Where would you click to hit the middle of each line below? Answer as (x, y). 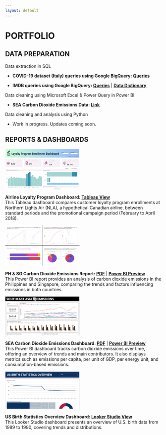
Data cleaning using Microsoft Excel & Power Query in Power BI (70, 95)
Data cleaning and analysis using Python (47, 114)
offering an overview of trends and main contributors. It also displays (76, 354)
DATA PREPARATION (38, 54)
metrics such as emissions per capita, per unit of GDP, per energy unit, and (82, 359)
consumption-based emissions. (37, 365)
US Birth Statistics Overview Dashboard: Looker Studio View (69, 417)
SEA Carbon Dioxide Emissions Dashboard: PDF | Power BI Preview (76, 343)
